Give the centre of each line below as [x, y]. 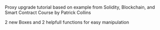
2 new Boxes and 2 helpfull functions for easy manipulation [67, 22]
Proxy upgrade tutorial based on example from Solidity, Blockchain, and [80, 7]
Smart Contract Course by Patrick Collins [48, 12]
